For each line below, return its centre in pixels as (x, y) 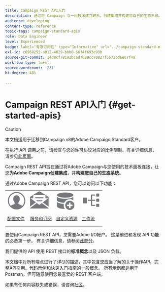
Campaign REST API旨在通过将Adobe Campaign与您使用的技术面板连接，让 (82, 167)
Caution (13, 129)
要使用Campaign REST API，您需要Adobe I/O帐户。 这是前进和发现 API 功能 (82, 235)
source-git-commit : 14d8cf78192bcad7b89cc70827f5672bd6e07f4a (70, 57)
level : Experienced (25, 42)
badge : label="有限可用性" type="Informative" (52, 47)
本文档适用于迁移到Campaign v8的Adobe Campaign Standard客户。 (74, 139)
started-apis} (33, 116)
